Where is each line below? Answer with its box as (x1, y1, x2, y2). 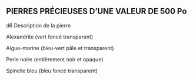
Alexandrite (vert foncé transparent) (6, 33, 94, 40)
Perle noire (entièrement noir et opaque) (6, 55, 104, 62)
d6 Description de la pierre (6, 22, 71, 29)
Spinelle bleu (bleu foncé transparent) (6, 67, 98, 74)
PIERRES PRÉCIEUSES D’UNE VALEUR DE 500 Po (6, 6, 187, 16)
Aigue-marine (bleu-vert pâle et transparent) (6, 44, 114, 51)
